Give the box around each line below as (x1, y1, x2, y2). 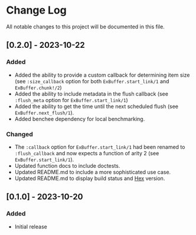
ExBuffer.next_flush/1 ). (14, 109, 74, 116)
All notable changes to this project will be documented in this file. (6, 23, 165, 30)
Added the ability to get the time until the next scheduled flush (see (14, 103, 179, 110)
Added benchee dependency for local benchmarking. (14, 115, 145, 122)
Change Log (6, 4, 67, 17)
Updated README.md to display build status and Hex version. (14, 175, 165, 182)
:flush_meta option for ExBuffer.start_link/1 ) (14, 96, 128, 103)
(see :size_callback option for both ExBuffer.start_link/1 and (14, 77, 169, 84)
